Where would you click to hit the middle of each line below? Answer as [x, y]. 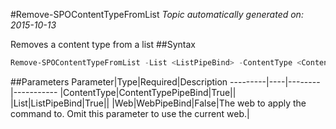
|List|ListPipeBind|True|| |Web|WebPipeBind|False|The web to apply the [158, 103]
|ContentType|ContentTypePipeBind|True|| [148, 92]
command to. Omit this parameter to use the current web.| [130, 113]
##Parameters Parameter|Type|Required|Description [119, 81]
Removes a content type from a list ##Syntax [103, 44]
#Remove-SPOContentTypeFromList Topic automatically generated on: [157, 14]
